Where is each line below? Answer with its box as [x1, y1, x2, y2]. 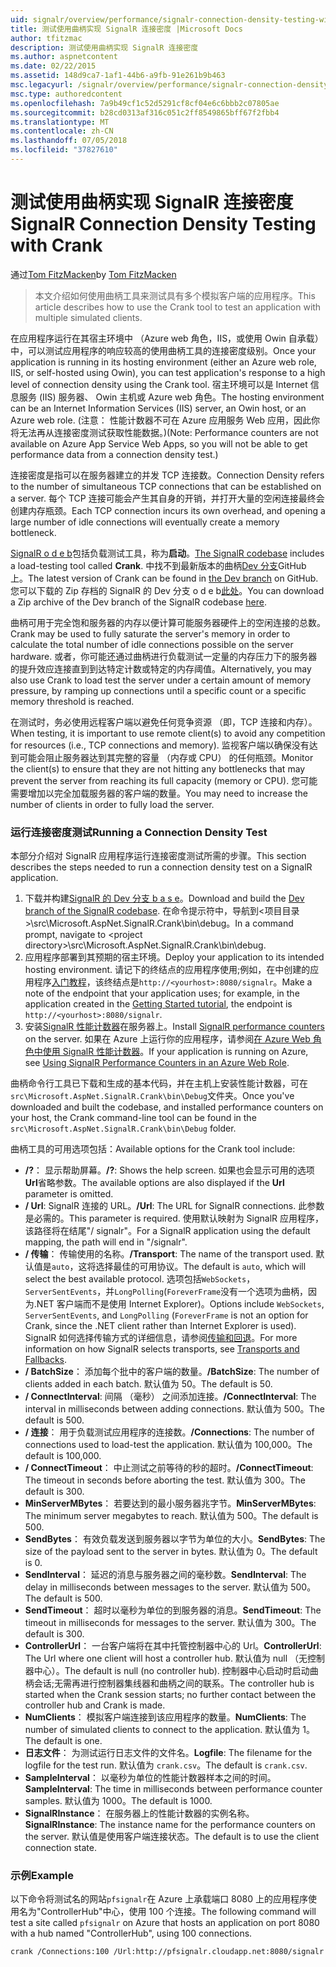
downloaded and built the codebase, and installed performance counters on [10, 1101, 324, 1113]
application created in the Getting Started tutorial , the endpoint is [24, 998, 293, 1010]
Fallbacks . [24, 1354, 68, 1366]
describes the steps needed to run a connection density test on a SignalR [10, 861, 313, 873]
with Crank [10, 234, 103, 257]
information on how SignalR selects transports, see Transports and [24, 1343, 300, 1355]
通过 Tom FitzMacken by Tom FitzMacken [10, 268, 177, 280]
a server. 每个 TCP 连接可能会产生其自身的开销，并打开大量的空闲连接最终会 [10, 492, 325, 504]
